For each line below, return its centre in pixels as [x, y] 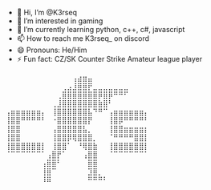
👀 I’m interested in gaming [60, 21]
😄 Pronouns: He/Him [52, 50]
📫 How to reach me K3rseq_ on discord [83, 38]
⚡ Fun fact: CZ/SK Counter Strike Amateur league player [110, 59]
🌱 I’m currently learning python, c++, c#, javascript [101, 29]
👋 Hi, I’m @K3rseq [47, 12]
